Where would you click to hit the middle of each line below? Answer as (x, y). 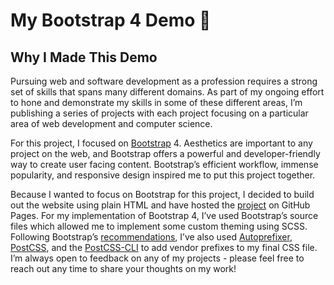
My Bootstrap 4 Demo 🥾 (111, 20)
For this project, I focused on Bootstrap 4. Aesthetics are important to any (161, 143)
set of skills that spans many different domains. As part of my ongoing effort (167, 92)
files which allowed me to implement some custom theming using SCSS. (159, 226)
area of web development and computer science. (111, 123)
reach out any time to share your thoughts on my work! (123, 268)
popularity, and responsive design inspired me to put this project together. (163, 175)
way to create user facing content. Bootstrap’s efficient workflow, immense (164, 164)
